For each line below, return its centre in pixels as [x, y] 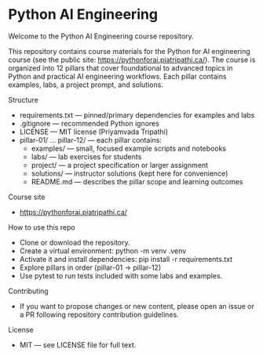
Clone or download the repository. [75, 242]
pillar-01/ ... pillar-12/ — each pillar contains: [91, 140]
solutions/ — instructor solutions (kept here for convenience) [130, 173]
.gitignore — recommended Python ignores [89, 123]
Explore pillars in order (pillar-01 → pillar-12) [90, 267]
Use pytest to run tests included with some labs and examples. [121, 275]
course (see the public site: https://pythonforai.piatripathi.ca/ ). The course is [132, 60]
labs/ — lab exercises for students [86, 156]
